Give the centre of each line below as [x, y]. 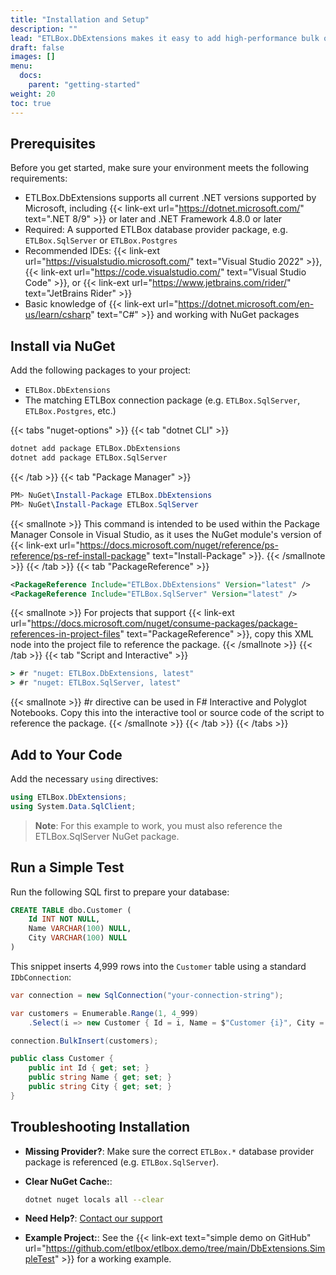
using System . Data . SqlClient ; [73, 806]
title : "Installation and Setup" [80, 19]
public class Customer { [62, 1059]
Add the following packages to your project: [101, 370]
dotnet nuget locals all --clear [94, 1199]
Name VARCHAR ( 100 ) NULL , [80, 929]
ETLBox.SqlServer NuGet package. [107, 836]
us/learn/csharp [58, 315]
